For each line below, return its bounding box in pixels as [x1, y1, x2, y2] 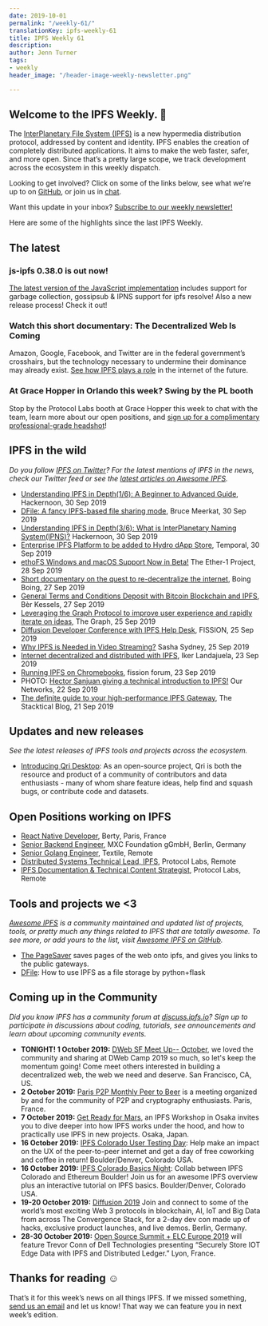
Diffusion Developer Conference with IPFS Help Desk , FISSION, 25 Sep [20, 625, 254, 634]
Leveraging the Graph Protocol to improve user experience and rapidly [20, 608, 253, 617]
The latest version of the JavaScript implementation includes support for [9, 283, 247, 293]
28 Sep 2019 [20, 565, 63, 575]
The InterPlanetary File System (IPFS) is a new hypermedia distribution [9, 129, 242, 138]
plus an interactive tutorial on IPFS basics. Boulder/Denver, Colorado [20, 1180, 246, 1190]
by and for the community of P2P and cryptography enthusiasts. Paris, [20, 1095, 253, 1104]
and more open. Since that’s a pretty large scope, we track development [9, 154, 246, 164]
